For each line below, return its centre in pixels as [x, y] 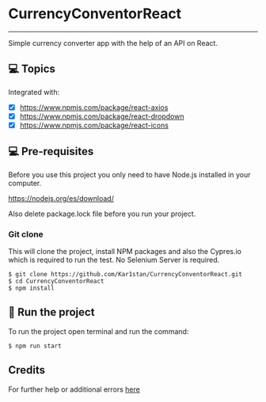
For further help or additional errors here [74, 389]
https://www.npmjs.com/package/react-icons [94, 125]
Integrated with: [34, 92]
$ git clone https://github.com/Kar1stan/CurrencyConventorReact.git [125, 275]
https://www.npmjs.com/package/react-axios [94, 107]
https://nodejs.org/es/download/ [61, 198]
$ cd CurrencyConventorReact [56, 282]
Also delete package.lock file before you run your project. [102, 214]
